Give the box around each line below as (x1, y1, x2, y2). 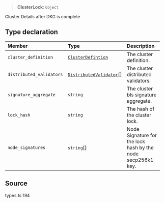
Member (7, 42, 28, 49)
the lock (127, 138, 145, 145)
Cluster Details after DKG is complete (5, 14, 80, 19)
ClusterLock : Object (17, 4, 59, 10)
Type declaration (5, 28, 58, 36)
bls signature (127, 91, 157, 98)
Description (127, 42, 155, 49)
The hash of (127, 105, 155, 112)
